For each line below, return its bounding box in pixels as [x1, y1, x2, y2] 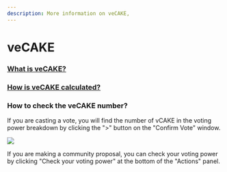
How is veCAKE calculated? [7, 82, 101, 92]
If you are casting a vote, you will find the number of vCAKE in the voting [7, 116, 212, 124]
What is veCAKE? [7, 64, 66, 73]
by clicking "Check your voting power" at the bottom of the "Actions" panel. [7, 157, 220, 165]
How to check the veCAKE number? [7, 101, 128, 110]
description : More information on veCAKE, [7, 10, 130, 17]
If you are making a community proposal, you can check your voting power [7, 149, 219, 158]
